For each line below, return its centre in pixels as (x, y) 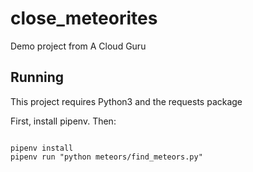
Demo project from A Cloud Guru (78, 46)
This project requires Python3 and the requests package (126, 101)
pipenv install (42, 148)
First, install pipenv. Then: (63, 121)
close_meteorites (84, 18)
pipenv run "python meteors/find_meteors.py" (106, 157)
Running (37, 77)
